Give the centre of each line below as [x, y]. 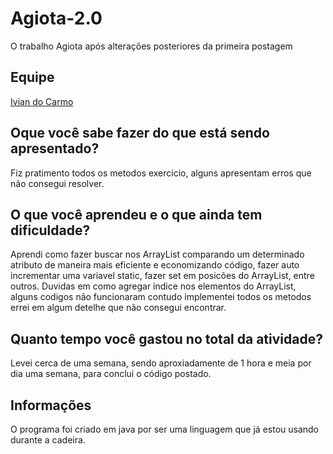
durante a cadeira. [48, 440]
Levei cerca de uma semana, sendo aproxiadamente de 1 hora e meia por [161, 363]
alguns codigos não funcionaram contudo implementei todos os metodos [161, 297]
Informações [51, 405]
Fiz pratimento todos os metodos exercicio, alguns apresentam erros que [161, 173]
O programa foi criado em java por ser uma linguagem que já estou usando [165, 429]
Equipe [32, 77]
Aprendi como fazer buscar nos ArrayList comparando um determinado [157, 254]
